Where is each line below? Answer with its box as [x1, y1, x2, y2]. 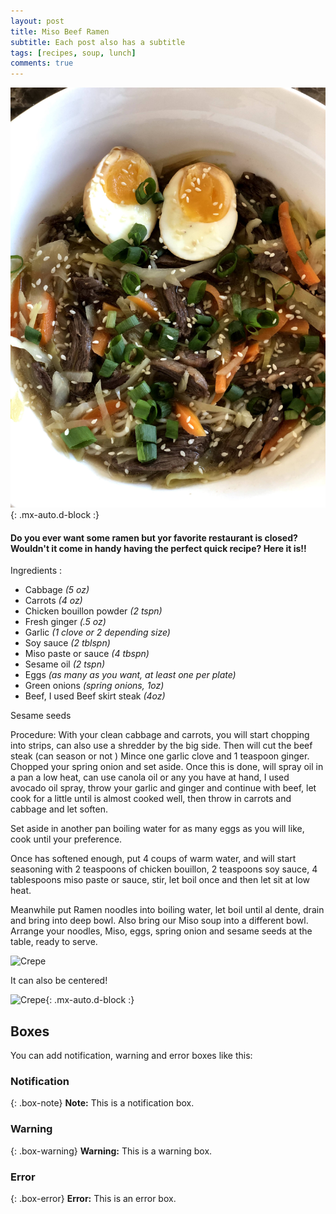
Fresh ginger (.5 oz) [24, 616, 107, 628]
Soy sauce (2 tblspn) [24, 637, 111, 649]
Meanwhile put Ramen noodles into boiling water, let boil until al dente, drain [10, 904, 325, 916]
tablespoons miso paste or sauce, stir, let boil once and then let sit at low [10, 874, 310, 886]
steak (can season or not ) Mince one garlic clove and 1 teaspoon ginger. [10, 750, 310, 762]
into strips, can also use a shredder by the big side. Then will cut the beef [10, 740, 313, 752]
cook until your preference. [10, 833, 123, 845]
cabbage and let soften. [10, 803, 108, 815]
